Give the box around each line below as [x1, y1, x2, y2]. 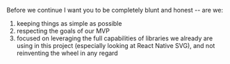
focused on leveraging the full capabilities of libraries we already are [16, 34, 213, 42]
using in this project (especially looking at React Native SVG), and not [16, 42, 215, 49]
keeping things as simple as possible [16, 19, 122, 27]
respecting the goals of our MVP [16, 27, 110, 35]
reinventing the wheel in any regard [16, 49, 119, 57]
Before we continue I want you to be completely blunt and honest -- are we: [6, 6, 224, 14]
